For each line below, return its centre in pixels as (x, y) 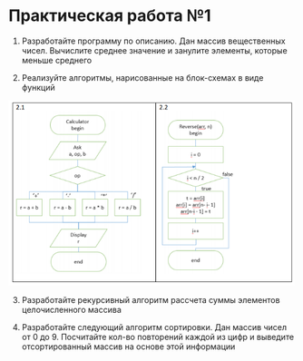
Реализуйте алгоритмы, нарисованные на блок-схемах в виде (142, 77)
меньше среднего (57, 60)
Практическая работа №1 (110, 16)
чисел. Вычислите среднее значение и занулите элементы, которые (154, 50)
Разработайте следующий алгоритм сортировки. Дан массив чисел (154, 327)
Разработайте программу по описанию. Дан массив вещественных (154, 41)
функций (38, 87)
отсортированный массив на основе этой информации (128, 346)
